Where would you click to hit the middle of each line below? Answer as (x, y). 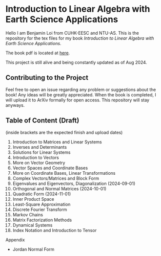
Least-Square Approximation (41, 204)
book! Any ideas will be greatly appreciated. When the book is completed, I (81, 94)
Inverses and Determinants (40, 147)
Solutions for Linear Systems (41, 152)
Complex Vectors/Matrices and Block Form (56, 178)
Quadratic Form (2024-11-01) (42, 194)
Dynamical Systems (32, 225)
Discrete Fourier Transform (40, 209)
